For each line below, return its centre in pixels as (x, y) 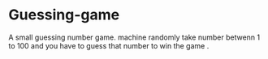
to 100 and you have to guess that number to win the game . (109, 45)
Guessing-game (64, 15)
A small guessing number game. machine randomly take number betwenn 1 (134, 37)
